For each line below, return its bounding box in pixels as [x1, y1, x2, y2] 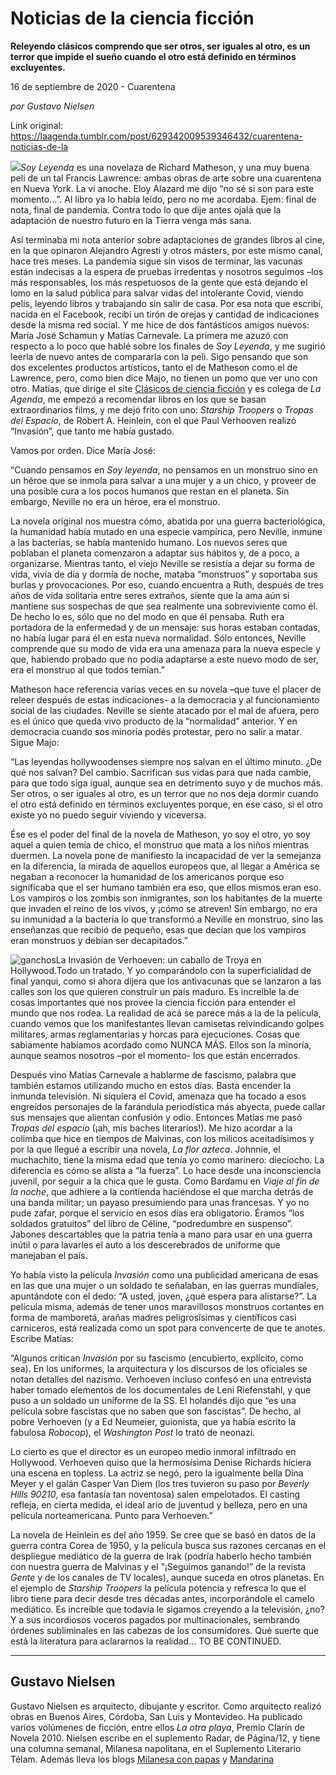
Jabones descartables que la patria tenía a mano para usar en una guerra [10, 1228, 313, 1240]
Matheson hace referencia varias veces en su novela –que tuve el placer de [10, 683, 322, 695]
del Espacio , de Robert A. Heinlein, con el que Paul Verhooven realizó [10, 414, 297, 426]
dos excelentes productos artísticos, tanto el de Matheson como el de [10, 361, 298, 373]
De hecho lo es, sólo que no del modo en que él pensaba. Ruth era [10, 610, 285, 622]
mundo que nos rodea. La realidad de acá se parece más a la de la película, [10, 1007, 322, 1019]
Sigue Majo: [10, 736, 60, 748]
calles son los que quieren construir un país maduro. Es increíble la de [10, 985, 300, 997]
